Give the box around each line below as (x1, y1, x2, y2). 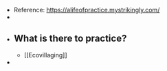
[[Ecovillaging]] (23, 51, 67, 59)
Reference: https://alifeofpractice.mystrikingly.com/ (13, 6, 160, 14)
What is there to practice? (13, 33, 127, 44)
